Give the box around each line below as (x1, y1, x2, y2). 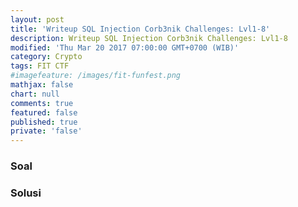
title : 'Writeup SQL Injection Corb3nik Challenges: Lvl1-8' (10, 24, 271, 34)
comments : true (10, 98, 74, 108)
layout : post (10, 14, 65, 25)
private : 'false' (10, 126, 83, 136)
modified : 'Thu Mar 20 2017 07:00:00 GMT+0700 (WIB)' (10, 42, 240, 53)
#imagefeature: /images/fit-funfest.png (10, 71, 182, 81)
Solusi (10, 186, 42, 200)
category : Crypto (10, 52, 83, 62)
